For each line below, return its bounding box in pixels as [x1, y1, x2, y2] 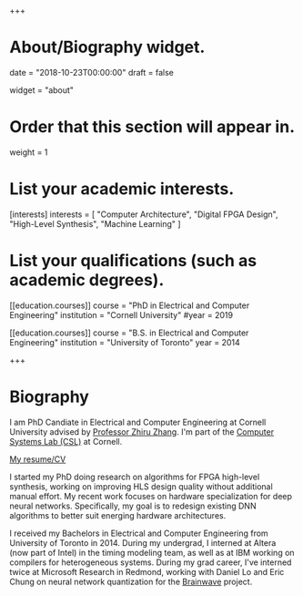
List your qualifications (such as [9, 251, 258, 271]
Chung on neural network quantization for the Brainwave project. [9, 576, 253, 587]
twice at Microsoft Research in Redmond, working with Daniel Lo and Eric [9, 566, 285, 577]
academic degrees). [9, 270, 165, 290]
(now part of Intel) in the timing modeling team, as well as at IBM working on [9, 547, 295, 558]
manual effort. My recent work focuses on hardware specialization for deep [9, 490, 293, 501]
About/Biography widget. [9, 37, 206, 57]
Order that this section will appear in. [9, 117, 296, 138]
